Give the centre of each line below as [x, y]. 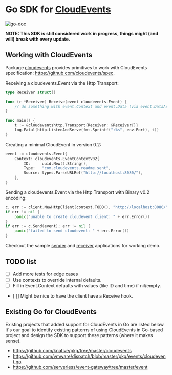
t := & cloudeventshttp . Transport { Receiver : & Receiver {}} [77, 125]
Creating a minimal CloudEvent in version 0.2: [53, 144]
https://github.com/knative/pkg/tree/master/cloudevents [72, 350]
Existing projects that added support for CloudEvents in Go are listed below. [85, 324]
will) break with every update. [38, 39]
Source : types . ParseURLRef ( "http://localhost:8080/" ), [83, 173]
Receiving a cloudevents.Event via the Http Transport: [62, 83]
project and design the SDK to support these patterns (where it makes [79, 335]
